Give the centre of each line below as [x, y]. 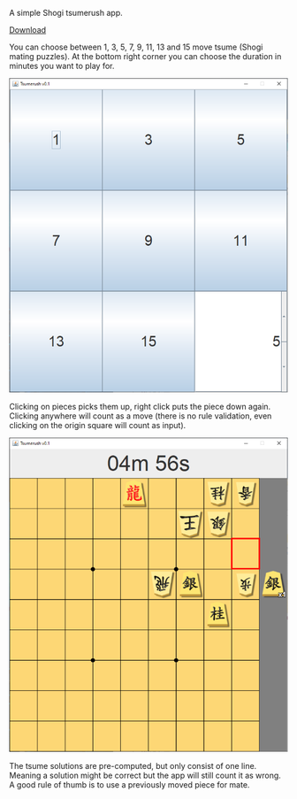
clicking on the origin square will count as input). [98, 425]
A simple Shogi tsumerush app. [66, 13]
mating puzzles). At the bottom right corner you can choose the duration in [145, 56]
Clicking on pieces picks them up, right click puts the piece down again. [140, 406]
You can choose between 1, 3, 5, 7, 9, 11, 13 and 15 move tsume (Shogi [136, 47]
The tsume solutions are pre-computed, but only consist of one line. [133, 765]
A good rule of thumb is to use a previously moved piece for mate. [129, 784]
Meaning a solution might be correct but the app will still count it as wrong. [145, 775]
